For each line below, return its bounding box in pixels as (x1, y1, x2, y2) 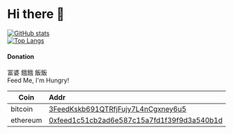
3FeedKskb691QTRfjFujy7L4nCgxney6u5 (48, 104, 187, 114)
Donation (7, 52, 35, 61)
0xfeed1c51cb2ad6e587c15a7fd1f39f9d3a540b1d (48, 115, 223, 125)
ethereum (10, 115, 42, 125)
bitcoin (10, 104, 33, 114)
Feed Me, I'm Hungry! (7, 76, 69, 85)
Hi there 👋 (7, 6, 64, 22)
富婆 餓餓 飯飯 (7, 68, 47, 77)
